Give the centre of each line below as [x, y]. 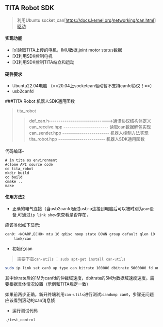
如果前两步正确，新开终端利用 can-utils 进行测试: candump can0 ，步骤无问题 [80, 294]
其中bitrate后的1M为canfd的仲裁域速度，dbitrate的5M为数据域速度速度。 [78, 278]
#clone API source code [29, 164]
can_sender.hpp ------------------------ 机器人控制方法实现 [89, 133]
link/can [23, 239]
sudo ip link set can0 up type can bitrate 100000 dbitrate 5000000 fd [79, 268]
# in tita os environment [31, 160]
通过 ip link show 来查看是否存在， [56, 215]
